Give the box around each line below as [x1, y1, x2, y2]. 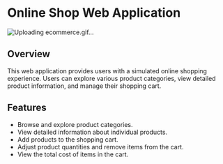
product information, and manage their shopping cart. [7, 82, 162, 90]
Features [7, 102, 47, 114]
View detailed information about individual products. [17, 128, 168, 136]
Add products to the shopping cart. [17, 135, 118, 144]
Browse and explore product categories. [17, 120, 134, 128]
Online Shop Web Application [7, 5, 181, 21]
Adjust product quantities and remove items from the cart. [17, 142, 184, 151]
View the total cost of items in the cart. [17, 150, 129, 158]
